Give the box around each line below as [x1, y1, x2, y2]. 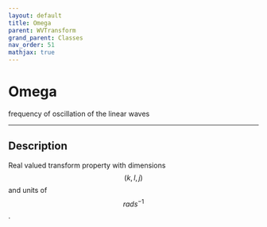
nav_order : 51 [8, 41, 56, 49]
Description [8, 140, 68, 153]
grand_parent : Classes [8, 33, 83, 42]
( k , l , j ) [124, 172, 143, 183]
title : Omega [8, 19, 52, 27]
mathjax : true [8, 48, 56, 56]
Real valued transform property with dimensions [8, 160, 166, 170]
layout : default [8, 11, 62, 20]
